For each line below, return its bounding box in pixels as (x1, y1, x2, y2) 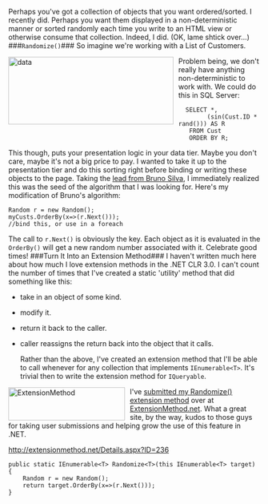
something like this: (8, 276, 73, 286)
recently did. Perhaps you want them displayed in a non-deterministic (8, 15, 238, 25)
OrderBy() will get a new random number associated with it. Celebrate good (8, 243, 258, 252)
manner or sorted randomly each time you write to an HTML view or (8, 24, 232, 33)
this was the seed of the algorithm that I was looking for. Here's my (8, 182, 230, 192)
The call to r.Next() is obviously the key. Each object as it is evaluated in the (8, 234, 261, 244)
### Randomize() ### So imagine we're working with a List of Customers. (8, 41, 246, 50)
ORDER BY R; (189, 134, 230, 142)
